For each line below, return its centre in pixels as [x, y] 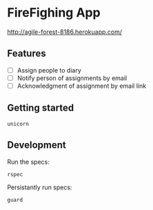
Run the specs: [28, 162]
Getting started [41, 108]
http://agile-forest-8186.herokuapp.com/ [65, 32]
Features [27, 54]
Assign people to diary [49, 70]
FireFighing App [54, 13]
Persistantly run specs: [40, 187]
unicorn [18, 124]
